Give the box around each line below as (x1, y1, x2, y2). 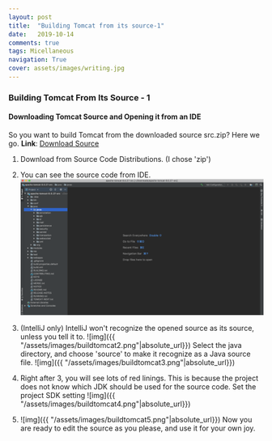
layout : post (8, 13, 53, 21)
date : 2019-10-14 (8, 30, 74, 38)
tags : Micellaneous (8, 47, 74, 56)
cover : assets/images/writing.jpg (8, 65, 125, 73)
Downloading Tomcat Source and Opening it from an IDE (8, 112, 202, 121)
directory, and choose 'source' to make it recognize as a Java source (19, 349, 251, 359)
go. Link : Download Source (8, 138, 100, 148)
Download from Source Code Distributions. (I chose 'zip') (19, 155, 212, 163)
